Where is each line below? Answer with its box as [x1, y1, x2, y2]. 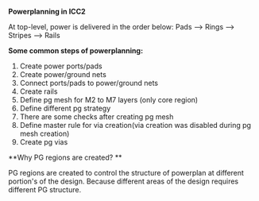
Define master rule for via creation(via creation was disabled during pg [19, 121, 252, 129]
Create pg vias [19, 137, 68, 146]
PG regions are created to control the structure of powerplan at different [8, 168, 245, 177]
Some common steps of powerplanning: [8, 46, 144, 55]
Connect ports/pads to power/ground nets [19, 79, 159, 87]
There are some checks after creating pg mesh [19, 112, 174, 122]
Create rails [19, 87, 58, 96]
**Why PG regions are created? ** [8, 153, 122, 162]
